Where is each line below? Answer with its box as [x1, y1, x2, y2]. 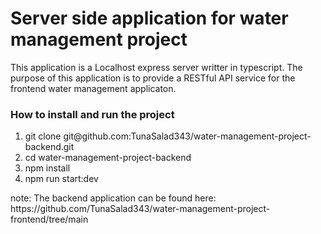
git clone [24, 130, 62, 142]
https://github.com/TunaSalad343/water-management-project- [10, 203, 271, 215]
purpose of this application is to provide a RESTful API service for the [10, 72, 296, 84]
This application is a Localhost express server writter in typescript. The [10, 61, 303, 73]
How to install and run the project [10, 107, 175, 121]
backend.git [24, 141, 75, 153]
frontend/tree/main [10, 213, 89, 226]
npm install [24, 162, 71, 174]
